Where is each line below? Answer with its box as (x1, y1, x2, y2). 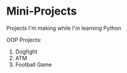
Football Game (15, 61, 52, 68)
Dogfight (15, 47, 38, 55)
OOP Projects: (6, 36, 42, 43)
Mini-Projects (6, 4, 78, 18)
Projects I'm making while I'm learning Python (6, 24, 122, 32)
